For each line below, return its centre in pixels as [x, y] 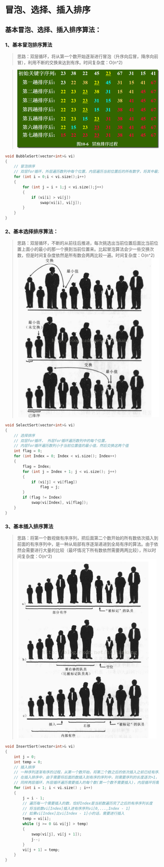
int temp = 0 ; [28, 762]
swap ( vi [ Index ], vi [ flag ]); [60, 503]
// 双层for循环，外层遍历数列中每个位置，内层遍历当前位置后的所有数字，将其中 [84, 172]
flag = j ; [50, 487]
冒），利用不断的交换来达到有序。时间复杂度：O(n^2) [70, 62]
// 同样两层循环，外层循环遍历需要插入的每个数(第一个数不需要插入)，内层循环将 [85, 783]
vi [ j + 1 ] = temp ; [41, 850]
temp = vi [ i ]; [37, 819]
